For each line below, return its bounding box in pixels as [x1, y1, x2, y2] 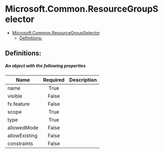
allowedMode [7, 124, 39, 131]
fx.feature [7, 101, 30, 108]
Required [43, 76, 65, 83]
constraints [7, 140, 33, 147]
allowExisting [7, 133, 38, 139]
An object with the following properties [5, 62, 86, 69]
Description [69, 76, 97, 83]
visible [7, 93, 23, 99]
